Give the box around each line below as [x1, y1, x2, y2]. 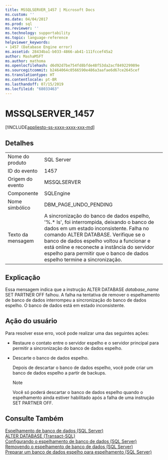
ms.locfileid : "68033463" [5, 86, 59, 91]
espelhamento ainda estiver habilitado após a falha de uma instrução [12, 394, 154, 400]
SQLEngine [44, 190, 70, 197]
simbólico [7, 204, 31, 211]
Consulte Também [5, 414, 64, 423]
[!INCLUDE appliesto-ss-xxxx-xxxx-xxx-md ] [5, 124, 95, 130]
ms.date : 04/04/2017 [5, 16, 48, 21]
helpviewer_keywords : [5, 40, 50, 45]
